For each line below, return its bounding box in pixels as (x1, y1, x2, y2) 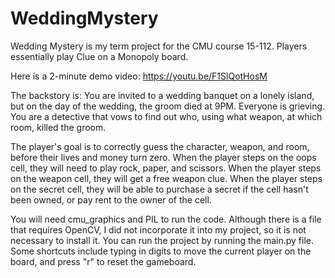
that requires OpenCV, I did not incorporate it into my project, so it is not (10, 223, 307, 236)
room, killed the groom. (10, 121, 107, 133)
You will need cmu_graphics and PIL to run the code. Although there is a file (10, 213, 322, 225)
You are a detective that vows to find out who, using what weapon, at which (10, 110, 323, 122)
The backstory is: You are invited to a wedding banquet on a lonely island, (10, 89, 315, 101)
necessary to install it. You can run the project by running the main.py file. (10, 234, 314, 246)
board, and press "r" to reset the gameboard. (10, 255, 197, 267)
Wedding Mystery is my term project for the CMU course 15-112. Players (10, 40, 308, 52)
